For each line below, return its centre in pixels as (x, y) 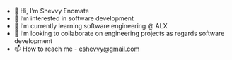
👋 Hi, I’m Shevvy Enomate (52, 11)
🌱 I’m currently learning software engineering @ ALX (91, 26)
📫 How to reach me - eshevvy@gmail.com (77, 49)
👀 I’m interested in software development (74, 18)
